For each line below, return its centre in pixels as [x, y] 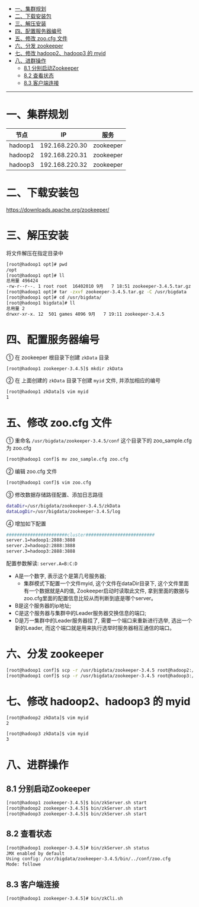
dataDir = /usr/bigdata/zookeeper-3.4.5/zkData [63, 506]
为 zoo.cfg [19, 448]
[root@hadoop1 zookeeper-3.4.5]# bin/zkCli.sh [65, 898]
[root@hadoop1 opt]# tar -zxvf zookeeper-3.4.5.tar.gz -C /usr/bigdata [96, 292]
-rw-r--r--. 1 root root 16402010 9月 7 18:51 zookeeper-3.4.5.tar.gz [99, 287]
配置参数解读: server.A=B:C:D [42, 563]
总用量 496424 [22, 281]
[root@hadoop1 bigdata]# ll [41, 303]
